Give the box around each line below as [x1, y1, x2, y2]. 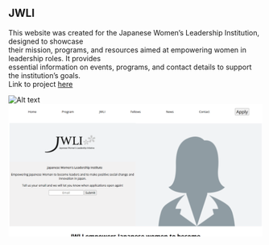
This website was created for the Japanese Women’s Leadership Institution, [8, 27, 260, 37]
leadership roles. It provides [8, 53, 101, 63]
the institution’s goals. [8, 70, 81, 80]
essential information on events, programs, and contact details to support [8, 62, 252, 72]
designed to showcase [8, 36, 84, 46]
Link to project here [8, 79, 73, 89]
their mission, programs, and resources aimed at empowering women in [8, 44, 247, 55]
